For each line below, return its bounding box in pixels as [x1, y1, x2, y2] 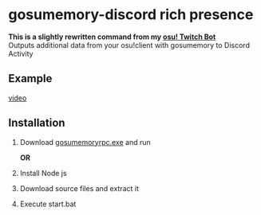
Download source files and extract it [19, 183, 140, 193]
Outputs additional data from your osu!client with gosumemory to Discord [8, 40, 250, 49]
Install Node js [19, 168, 67, 178]
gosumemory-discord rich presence [8, 6, 254, 24]
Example [8, 72, 53, 85]
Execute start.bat [19, 199, 77, 209]
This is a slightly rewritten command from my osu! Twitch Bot [8, 32, 216, 41]
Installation [8, 116, 65, 130]
